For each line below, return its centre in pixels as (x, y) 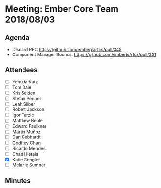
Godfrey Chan (26, 143)
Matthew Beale (27, 121)
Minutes (18, 181)
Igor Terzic (23, 115)
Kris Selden (24, 93)
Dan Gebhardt (26, 137)
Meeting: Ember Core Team (62, 9)
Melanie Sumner (29, 165)
